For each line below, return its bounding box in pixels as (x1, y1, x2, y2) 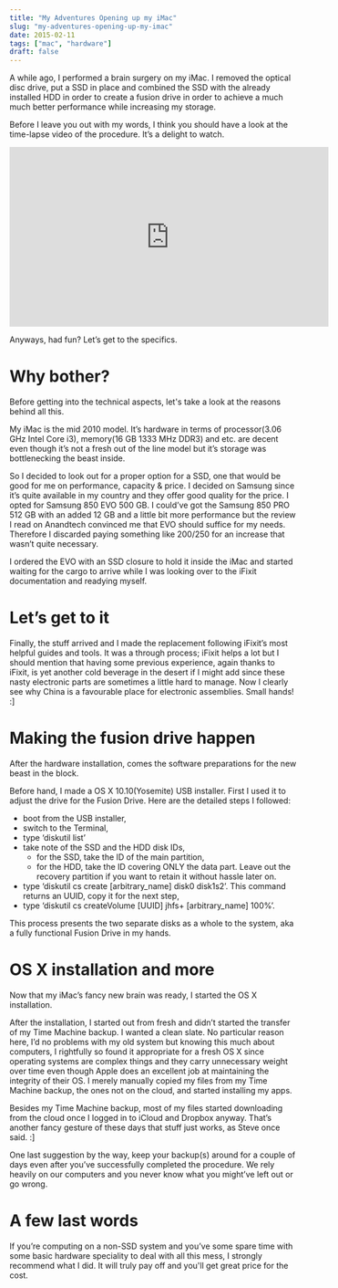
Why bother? (9, 366, 110, 387)
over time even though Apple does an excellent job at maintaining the (9, 1065, 270, 1076)
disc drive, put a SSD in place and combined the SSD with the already (9, 82, 271, 93)
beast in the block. (9, 768, 79, 779)
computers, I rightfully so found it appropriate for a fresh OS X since (9, 1046, 265, 1057)
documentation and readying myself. (9, 576, 148, 587)
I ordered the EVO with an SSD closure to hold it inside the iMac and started (9, 556, 293, 567)
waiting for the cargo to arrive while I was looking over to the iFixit (9, 566, 257, 577)
